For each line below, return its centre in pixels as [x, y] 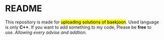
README [24, 9]
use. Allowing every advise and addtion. [46, 32]
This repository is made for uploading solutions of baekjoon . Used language [82, 22]
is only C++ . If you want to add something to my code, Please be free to [78, 27]
